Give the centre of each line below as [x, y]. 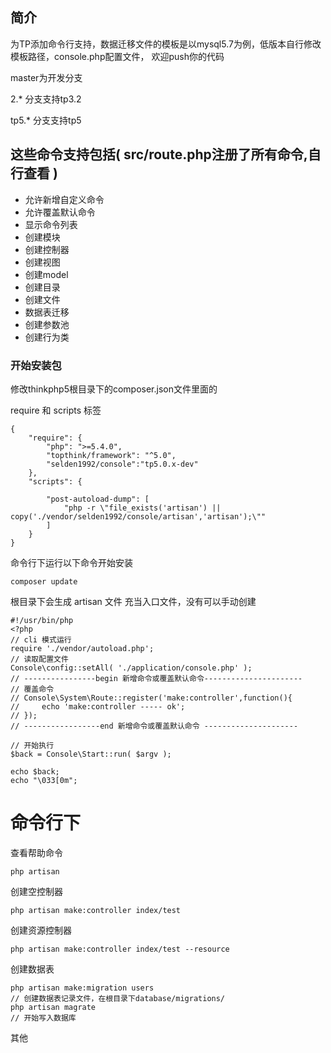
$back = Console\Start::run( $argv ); [91, 754]
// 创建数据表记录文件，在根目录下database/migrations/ [118, 998]
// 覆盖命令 [32, 689]
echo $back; [35, 771]
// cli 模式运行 [41, 639]
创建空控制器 [36, 891]
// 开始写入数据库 [43, 1018]
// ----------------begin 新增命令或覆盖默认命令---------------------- [156, 678]
